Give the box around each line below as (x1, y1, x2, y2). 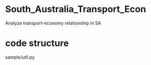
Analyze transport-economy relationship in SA (5, 20, 102, 26)
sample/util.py (5, 54, 35, 60)
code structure (5, 37, 69, 49)
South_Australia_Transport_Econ (5, 3, 146, 15)
